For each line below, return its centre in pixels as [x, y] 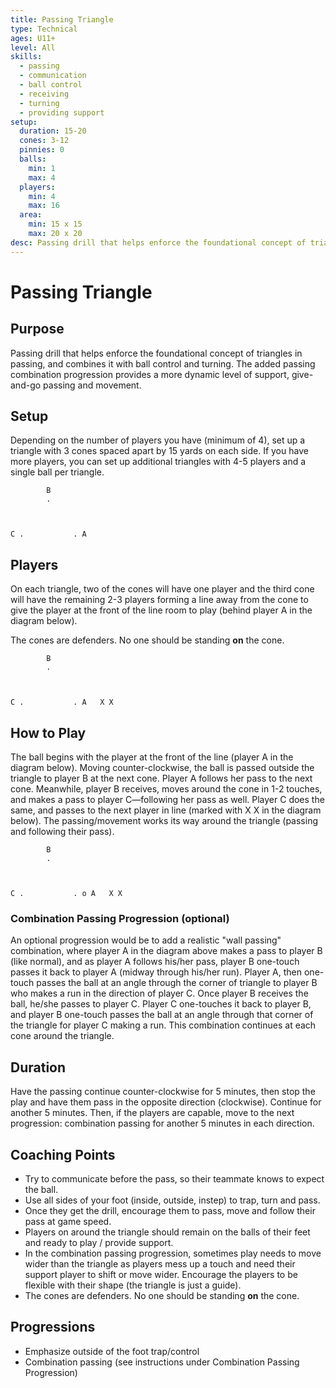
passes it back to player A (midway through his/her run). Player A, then [156, 972]
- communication [53, 76]
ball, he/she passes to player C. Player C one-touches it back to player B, [161, 1004]
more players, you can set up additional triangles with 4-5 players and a [158, 462]
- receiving [44, 94]
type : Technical [44, 29]
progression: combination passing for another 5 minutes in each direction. [162, 1123]
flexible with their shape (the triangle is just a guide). [133, 1285]
